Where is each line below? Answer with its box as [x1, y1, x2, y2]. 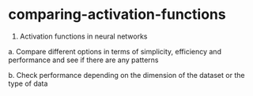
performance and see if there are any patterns [8, 55, 159, 65]
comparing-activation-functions [8, 6, 227, 24]
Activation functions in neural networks [19, 31, 148, 41]
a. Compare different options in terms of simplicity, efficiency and [8, 46, 221, 56]
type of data [8, 79, 48, 88]
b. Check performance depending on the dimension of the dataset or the [8, 70, 245, 79]
